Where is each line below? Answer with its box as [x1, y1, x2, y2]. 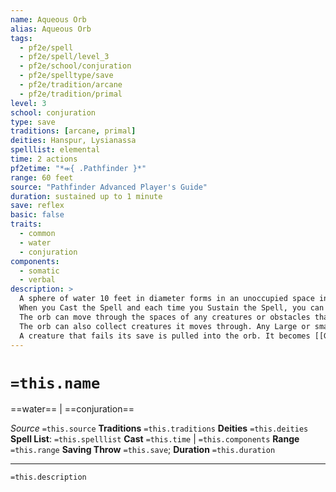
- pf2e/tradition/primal [19, 89, 123, 99]
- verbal [19, 275, 56, 285]
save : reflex [10, 201, 65, 211]
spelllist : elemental [10, 145, 101, 155]
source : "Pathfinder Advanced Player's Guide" [10, 182, 208, 192]
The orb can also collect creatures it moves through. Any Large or [19, 321, 311, 331]
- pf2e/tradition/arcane [19, 80, 123, 90]
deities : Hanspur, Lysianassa [10, 136, 137, 146]
